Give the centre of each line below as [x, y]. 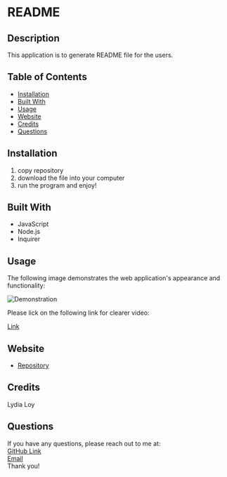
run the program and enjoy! [57, 185]
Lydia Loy [21, 404]
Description [33, 38]
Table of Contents [47, 77]
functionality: [26, 286]
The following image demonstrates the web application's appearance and [114, 278]
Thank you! [24, 466]
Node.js [29, 232]
